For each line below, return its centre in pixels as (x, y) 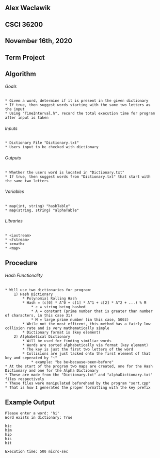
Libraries (14, 221)
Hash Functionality (24, 275)
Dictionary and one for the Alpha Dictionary (52, 370)
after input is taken (27, 118)
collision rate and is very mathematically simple (57, 328)
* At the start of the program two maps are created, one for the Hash (79, 366)
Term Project (25, 57)
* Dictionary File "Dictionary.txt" (42, 143)
